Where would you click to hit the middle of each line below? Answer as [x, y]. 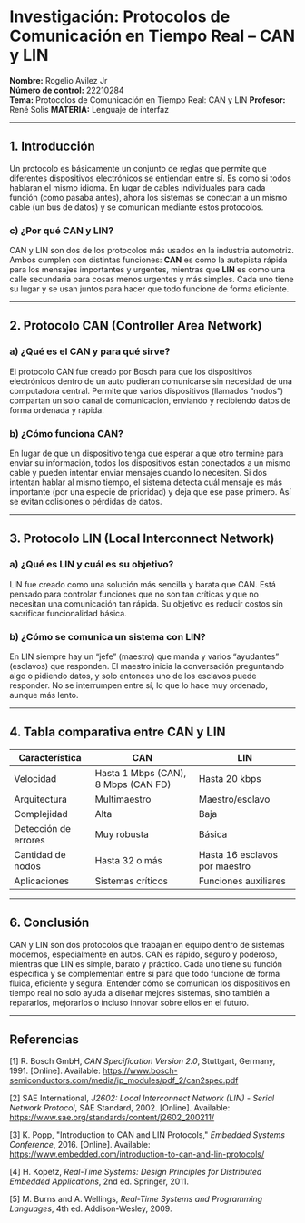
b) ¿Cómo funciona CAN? [67, 433]
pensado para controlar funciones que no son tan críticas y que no [134, 594]
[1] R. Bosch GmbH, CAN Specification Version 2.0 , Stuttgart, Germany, [143, 1061]
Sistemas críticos [131, 881]
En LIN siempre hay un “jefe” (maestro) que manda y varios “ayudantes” [144, 656]
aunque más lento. [44, 695]
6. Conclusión [49, 923]
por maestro [225, 866]
